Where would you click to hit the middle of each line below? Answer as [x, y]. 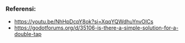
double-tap [28, 34]
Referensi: [21, 9]
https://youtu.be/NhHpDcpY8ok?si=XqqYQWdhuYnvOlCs [84, 22]
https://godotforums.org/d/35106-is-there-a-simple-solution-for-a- [96, 28]
